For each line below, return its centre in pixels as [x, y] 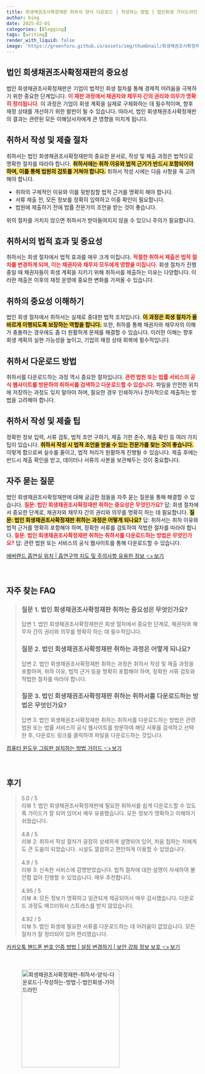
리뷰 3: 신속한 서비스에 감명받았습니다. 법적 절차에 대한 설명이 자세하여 [105, 870]
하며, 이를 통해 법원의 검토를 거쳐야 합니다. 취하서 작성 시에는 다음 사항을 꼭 [95, 171]
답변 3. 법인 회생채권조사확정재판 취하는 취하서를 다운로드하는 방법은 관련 [108, 720]
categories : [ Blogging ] [37, 29]
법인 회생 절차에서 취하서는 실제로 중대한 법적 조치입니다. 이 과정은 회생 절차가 [99, 317]
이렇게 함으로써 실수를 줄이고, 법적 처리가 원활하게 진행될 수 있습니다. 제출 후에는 [102, 452]
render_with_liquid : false [41, 40]
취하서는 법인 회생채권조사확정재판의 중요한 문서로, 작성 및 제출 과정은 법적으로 [100, 156]
